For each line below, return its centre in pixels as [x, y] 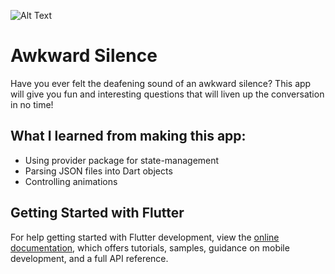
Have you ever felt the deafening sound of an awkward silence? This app [161, 83]
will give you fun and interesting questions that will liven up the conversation [167, 94]
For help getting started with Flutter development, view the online [145, 237]
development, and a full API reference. [89, 258]
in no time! [32, 104]
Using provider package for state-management [122, 160]
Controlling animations [71, 181]
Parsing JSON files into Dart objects [98, 171]
